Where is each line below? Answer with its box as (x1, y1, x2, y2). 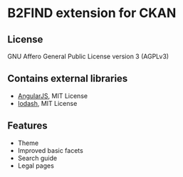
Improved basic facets (17, 146, 83, 154)
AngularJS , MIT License (17, 91, 88, 100)
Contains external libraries (7, 73, 128, 85)
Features (7, 119, 48, 132)
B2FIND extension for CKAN (7, 5, 177, 21)
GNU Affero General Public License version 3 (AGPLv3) (7, 52, 169, 60)
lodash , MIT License (17, 99, 78, 107)
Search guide (17, 154, 58, 162)
